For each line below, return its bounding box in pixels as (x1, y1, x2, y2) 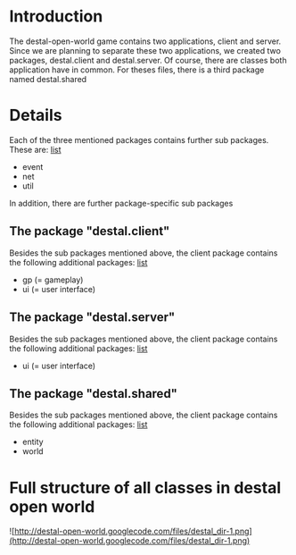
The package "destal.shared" (9, 386, 178, 401)
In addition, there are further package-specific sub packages (9, 198, 234, 208)
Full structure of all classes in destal (9, 477, 282, 498)
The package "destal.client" (9, 223, 170, 239)
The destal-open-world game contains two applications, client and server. (9, 36, 282, 46)
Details (9, 105, 62, 126)
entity (21, 436, 44, 448)
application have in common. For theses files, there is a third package (9, 64, 265, 75)
